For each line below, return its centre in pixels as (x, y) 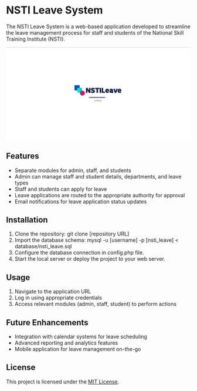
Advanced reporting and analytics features (66, 343)
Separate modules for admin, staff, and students (73, 170)
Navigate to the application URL (53, 292)
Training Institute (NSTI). (36, 39)
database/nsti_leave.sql (43, 247)
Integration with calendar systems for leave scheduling (81, 336)
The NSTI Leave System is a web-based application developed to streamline (98, 26)
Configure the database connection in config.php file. (79, 252)
